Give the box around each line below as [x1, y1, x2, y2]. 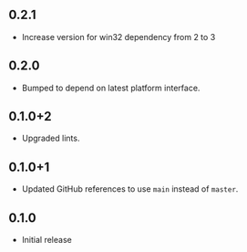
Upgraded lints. [21, 132, 80, 144]
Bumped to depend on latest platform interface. [21, 82, 201, 93]
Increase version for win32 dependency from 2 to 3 [21, 31, 216, 42]
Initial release [21, 235, 72, 246]
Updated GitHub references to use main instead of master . [21, 184, 239, 194]
